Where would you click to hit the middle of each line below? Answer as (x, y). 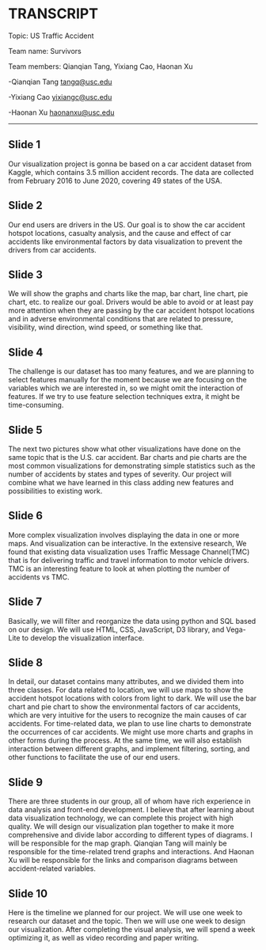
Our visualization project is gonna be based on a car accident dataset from (130, 164)
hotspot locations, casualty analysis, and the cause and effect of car (120, 233)
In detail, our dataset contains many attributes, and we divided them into (126, 682)
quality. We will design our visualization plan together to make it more (122, 826)
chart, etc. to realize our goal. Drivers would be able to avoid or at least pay (131, 302)
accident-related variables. (52, 868)
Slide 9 (26, 782)
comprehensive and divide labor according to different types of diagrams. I (131, 835)
